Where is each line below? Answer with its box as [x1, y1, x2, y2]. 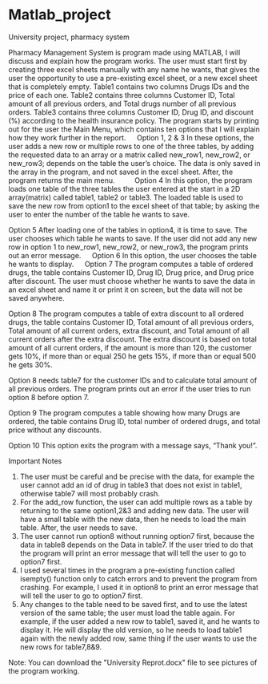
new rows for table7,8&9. [19, 642, 102, 651]
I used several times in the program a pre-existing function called [19, 565, 235, 575]
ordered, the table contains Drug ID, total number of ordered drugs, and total [8, 416, 261, 426]
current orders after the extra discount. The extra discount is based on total [8, 334, 258, 344]
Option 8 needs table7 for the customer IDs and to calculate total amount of [8, 375, 258, 385]
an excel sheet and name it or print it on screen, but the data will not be [8, 285, 243, 294]
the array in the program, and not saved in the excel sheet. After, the [8, 167, 234, 176]
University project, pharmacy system [8, 32, 130, 42]
